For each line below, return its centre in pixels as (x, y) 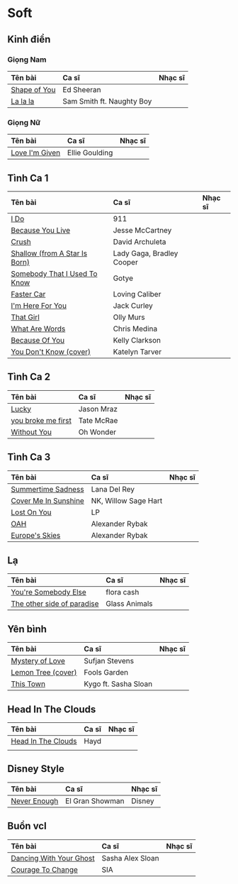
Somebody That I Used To (54, 273)
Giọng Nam (27, 60)
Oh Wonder (97, 432)
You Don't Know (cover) (51, 351)
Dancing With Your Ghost (53, 858)
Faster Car (28, 294)
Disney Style (36, 769)
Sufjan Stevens (109, 661)
